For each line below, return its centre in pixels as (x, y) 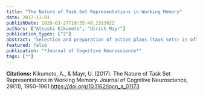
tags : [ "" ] (20, 56)
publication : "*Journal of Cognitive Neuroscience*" (74, 51)
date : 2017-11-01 (28, 17)
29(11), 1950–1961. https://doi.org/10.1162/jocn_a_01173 (73, 86)
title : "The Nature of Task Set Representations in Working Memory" (94, 12)
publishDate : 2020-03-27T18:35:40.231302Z (60, 23)
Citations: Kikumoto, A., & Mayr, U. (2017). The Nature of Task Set (89, 73)
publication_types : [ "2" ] (39, 34)
